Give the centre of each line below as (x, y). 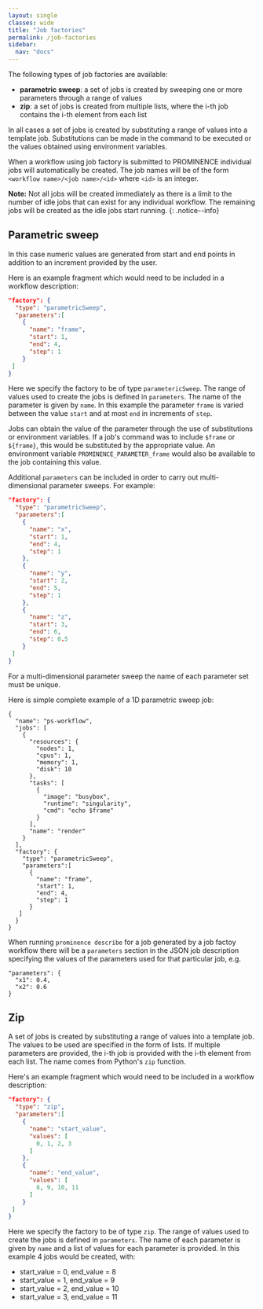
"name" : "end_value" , (64, 1173)
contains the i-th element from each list (83, 114)
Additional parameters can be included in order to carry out (103, 477)
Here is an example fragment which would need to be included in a (116, 278)
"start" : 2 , (48, 581)
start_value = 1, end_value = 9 (67, 1280)
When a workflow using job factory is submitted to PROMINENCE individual (130, 162)
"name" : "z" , (50, 617)
